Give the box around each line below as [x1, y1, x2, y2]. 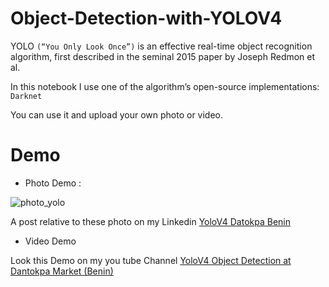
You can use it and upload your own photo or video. [10, 108, 224, 121]
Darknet [10, 91, 43, 101]
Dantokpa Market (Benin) [10, 265, 114, 277]
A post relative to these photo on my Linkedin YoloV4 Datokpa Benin [10, 215, 291, 227]
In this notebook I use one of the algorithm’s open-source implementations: [10, 80, 320, 92]
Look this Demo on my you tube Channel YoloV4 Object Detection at [10, 254, 292, 266]
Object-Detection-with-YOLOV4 [10, 7, 283, 30]
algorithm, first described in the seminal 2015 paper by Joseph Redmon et [10, 50, 316, 62]
